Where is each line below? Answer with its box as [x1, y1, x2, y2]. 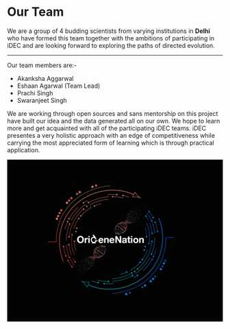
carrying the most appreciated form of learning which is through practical [7, 138, 214, 147]
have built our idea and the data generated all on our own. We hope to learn [7, 117, 220, 125]
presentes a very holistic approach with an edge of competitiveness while [7, 131, 216, 139]
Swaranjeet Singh [16, 96, 67, 104]
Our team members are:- [7, 61, 77, 69]
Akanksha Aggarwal [16, 74, 74, 82]
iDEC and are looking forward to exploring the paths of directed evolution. [7, 41, 216, 49]
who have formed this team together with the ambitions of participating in [7, 34, 215, 42]
